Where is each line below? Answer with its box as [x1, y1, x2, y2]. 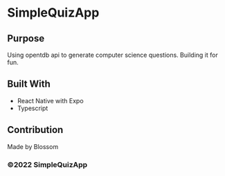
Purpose [7, 33, 45, 44]
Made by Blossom [7, 142, 59, 150]
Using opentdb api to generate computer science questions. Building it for [7, 51, 218, 59]
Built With [7, 78, 51, 90]
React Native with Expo [17, 96, 84, 105]
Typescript [17, 104, 48, 112]
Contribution [7, 124, 64, 136]
